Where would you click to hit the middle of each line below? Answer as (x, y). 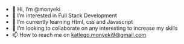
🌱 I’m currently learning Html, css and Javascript (72, 22)
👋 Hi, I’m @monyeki (36, 9)
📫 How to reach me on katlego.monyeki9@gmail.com (79, 35)
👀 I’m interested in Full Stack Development (65, 15)
